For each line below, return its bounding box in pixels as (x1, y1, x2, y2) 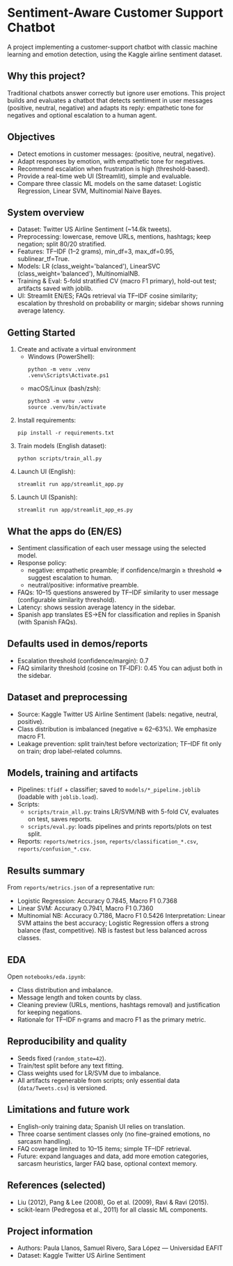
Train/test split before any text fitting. (17, 1061, 124, 1070)
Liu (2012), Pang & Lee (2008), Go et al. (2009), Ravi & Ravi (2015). (17, 1198, 209, 1206)
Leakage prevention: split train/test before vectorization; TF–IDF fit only (17, 739, 222, 747)
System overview (7, 207, 85, 219)
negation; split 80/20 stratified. (17, 240, 106, 248)
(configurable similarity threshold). (17, 596, 117, 603)
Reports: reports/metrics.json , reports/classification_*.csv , (17, 837, 198, 846)
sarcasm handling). (17, 1137, 73, 1146)
